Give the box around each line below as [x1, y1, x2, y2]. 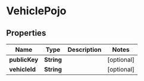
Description [67, 46, 102, 54]
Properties [6, 28, 46, 38]
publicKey [9, 55, 39, 64]
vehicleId [9, 66, 36, 73]
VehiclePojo [6, 4, 67, 18]
